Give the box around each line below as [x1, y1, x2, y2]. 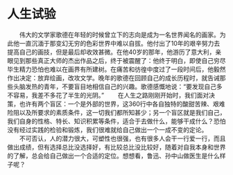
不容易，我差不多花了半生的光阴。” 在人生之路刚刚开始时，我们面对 [7, 91, 209, 99]
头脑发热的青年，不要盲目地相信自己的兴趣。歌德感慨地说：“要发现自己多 [12, 82, 223, 91]
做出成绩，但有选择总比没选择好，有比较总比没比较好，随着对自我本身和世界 [7, 142, 226, 151]
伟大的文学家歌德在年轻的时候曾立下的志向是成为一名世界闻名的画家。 [19, 30, 220, 39]
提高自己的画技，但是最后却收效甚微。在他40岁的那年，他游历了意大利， [7, 48, 216, 56]
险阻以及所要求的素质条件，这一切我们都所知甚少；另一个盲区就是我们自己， [7, 108, 226, 116]
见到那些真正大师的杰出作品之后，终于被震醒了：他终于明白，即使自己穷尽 [12, 56, 226, 64]
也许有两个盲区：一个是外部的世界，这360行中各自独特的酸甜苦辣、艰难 [19, 100, 225, 108]
